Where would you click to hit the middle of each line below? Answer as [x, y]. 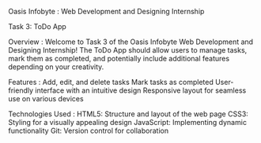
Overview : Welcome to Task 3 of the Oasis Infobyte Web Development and [131, 42]
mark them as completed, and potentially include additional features [119, 59]
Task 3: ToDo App [38, 26]
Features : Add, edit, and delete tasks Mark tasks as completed [111, 82]
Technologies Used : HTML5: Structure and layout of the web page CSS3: [129, 114]
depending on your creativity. [56, 67]
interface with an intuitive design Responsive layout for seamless [141, 90]
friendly [21, 90]
